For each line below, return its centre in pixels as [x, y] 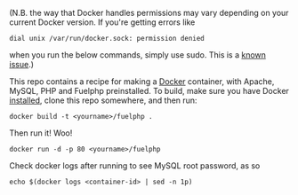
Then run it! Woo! [41, 133]
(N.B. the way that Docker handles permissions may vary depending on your [149, 13]
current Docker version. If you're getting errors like [102, 22]
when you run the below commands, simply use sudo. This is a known [138, 55]
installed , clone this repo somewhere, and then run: [103, 100]
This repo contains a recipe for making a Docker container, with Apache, [142, 82]
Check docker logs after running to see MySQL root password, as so [135, 166]
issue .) [21, 64]
